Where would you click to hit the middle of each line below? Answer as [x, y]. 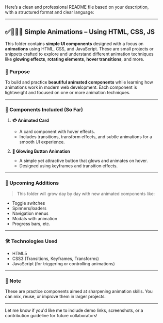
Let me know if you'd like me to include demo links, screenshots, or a [74, 310]
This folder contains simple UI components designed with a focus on [74, 44]
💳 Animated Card [31, 120]
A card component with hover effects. [57, 132]
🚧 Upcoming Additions [32, 183]
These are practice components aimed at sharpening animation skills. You [79, 291]
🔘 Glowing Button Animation [41, 151]
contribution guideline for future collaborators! [51, 316]
